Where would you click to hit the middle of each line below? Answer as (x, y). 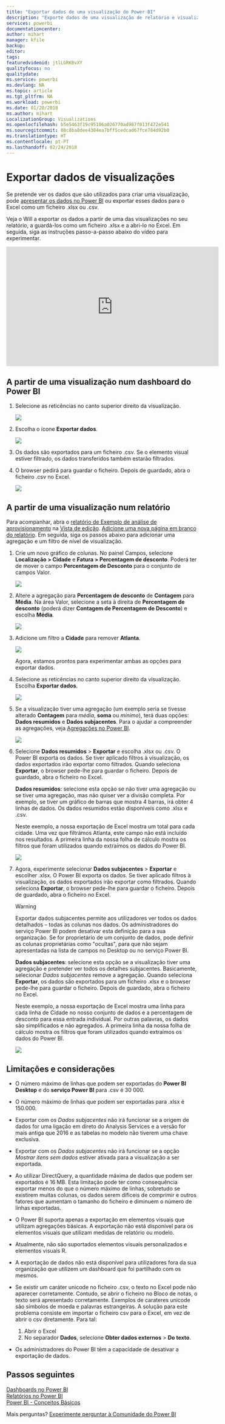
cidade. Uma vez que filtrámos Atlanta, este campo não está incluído (101, 833)
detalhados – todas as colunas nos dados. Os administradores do (97, 925)
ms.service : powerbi (32, 79)
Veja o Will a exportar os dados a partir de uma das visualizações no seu (97, 218)
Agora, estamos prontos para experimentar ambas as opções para (98, 661)
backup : (16, 46)
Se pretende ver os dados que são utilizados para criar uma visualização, (98, 194)
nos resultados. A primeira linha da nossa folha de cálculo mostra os (100, 839)
